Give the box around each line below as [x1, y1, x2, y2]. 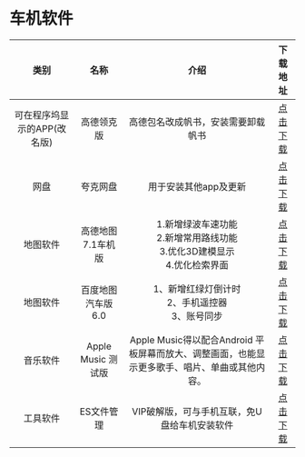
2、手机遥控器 [166, 296, 228, 309]
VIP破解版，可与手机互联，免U [131, 405, 263, 418]
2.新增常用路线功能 [156, 231, 238, 243]
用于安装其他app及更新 [148, 180, 247, 193]
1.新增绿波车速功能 [156, 217, 238, 230]
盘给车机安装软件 [160, 419, 234, 432]
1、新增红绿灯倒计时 [152, 283, 241, 295]
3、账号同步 [171, 310, 223, 323]
